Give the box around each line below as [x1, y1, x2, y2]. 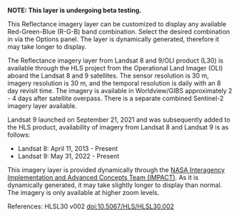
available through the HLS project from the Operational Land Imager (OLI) [7, 64, 223, 72]
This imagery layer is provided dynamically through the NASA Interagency [7, 166, 225, 174]
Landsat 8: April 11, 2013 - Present [17, 144, 118, 152]
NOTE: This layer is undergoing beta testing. [7, 6, 142, 14]
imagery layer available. [7, 102, 77, 110]
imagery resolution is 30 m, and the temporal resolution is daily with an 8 [7, 79, 221, 88]
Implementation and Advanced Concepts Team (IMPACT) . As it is [7, 174, 198, 181]
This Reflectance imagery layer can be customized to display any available [7, 20, 227, 28]
